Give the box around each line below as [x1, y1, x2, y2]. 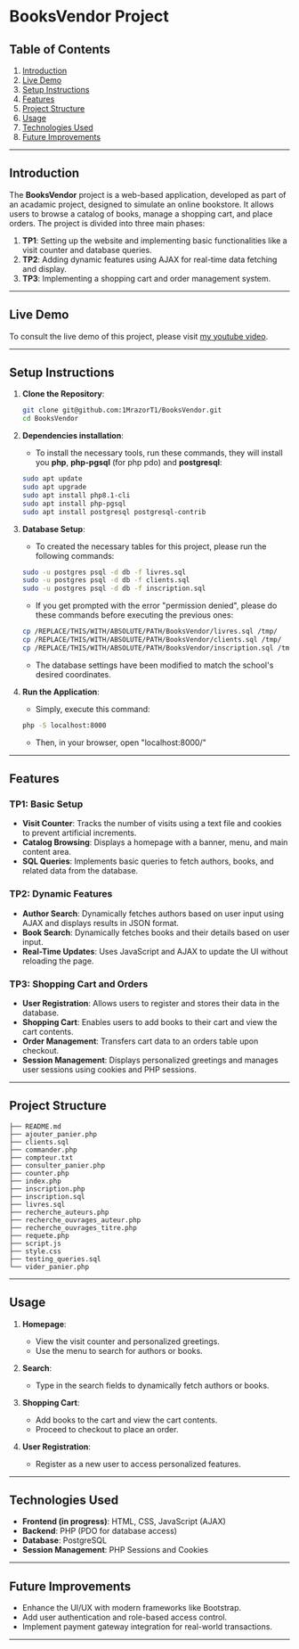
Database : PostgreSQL [21, 1535, 108, 1546]
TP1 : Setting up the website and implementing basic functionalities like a [21, 234, 287, 246]
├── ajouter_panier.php [9, 1129, 98, 1138]
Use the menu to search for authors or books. [35, 1345, 203, 1356]
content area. [21, 847, 71, 857]
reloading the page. [21, 956, 94, 966]
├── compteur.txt [9, 1153, 74, 1162]
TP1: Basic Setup [9, 798, 84, 810]
